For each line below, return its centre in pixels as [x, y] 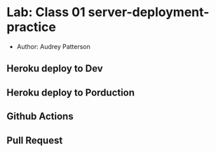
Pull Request [35, 140]
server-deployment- [149, 12]
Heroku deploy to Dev [55, 68]
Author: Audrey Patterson [53, 46]
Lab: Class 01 [46, 12]
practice [32, 27]
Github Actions [40, 117]
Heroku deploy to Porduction [70, 92]
